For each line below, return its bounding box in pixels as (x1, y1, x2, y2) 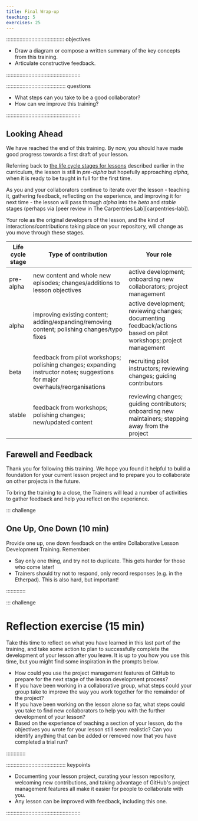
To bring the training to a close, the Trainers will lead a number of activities (6, 489, 187, 496)
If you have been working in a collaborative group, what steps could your (14, 682, 192, 689)
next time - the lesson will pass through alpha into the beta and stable (6, 199, 176, 206)
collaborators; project (128, 283, 189, 291)
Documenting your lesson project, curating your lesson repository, (14, 773, 176, 780)
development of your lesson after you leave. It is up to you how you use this (6, 652, 190, 659)
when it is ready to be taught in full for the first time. (6, 175, 133, 182)
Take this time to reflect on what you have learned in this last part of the (6, 639, 181, 646)
